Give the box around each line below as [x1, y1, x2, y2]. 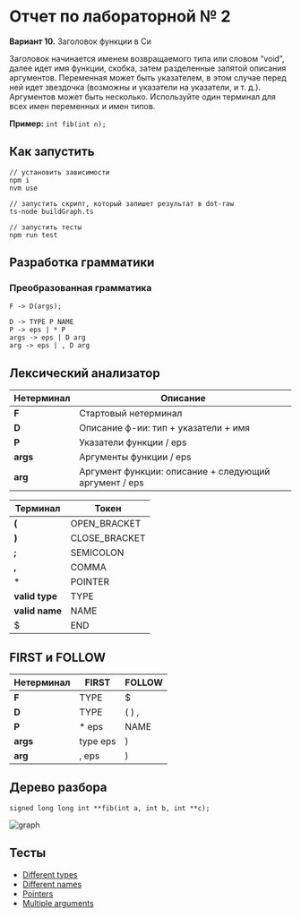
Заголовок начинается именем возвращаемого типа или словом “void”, [9, 53, 285, 64]
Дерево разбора [9, 780, 107, 795]
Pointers [21, 888, 54, 899]
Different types [21, 869, 78, 879]
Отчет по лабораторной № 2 [9, 6, 231, 27]
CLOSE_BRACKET [70, 532, 146, 544]
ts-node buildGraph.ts [9, 207, 94, 216]
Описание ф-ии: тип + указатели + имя [79, 422, 251, 434]
